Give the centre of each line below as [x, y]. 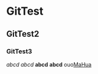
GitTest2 [23, 34]
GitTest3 [19, 51]
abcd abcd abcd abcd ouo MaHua [49, 64]
